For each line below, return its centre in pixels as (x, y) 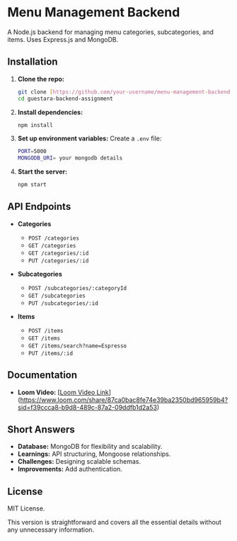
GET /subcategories (57, 296)
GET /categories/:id (58, 253)
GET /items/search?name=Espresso (77, 346)
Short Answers (41, 430)
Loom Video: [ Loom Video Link (63, 392)
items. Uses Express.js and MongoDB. (63, 39)
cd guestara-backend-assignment (65, 99)
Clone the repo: (41, 79)
